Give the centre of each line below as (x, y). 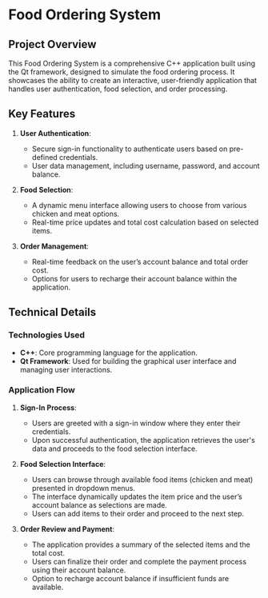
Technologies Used (47, 335)
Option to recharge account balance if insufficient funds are (130, 578)
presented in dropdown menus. (84, 488)
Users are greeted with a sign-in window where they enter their (136, 423)
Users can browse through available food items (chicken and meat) (142, 479)
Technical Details (52, 312)
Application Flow (42, 390)
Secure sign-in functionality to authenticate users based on (130, 149)
